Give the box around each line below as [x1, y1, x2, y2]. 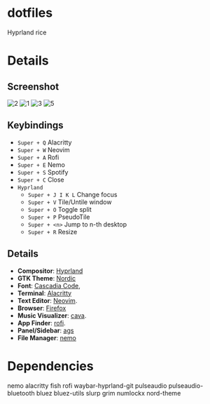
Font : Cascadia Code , [17, 281, 80, 290]
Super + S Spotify [17, 168, 69, 176]
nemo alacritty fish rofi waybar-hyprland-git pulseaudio [7, 381, 167, 390]
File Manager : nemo [17, 333, 77, 342]
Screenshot [7, 81, 59, 93]
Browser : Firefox [17, 304, 66, 312]
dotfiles [7, 5, 53, 21]
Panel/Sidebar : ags [17, 326, 74, 335]
